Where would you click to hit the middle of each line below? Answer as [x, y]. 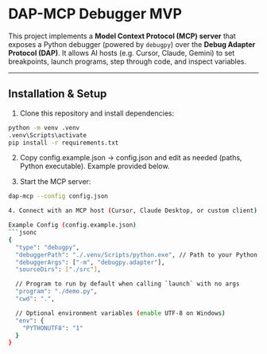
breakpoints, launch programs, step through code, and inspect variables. [128, 61]
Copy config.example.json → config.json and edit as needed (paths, [131, 158]
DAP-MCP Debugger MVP [95, 14]
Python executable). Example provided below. [95, 166]
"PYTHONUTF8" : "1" [53, 328]
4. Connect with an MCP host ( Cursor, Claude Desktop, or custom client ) [133, 211]
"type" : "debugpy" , [48, 247]
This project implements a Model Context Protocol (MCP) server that [122, 36]
